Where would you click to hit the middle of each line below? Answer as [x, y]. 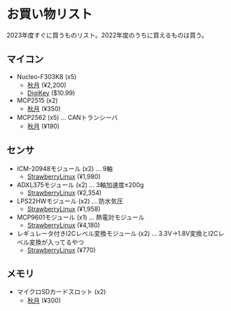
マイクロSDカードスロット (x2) [61, 292]
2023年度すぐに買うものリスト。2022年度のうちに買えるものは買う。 [107, 35]
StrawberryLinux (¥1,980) [64, 177]
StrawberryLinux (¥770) [61, 250]
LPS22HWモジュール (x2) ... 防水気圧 [70, 201]
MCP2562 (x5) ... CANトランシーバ [67, 117]
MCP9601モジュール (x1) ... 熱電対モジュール [80, 217]
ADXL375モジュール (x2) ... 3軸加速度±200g [80, 185]
